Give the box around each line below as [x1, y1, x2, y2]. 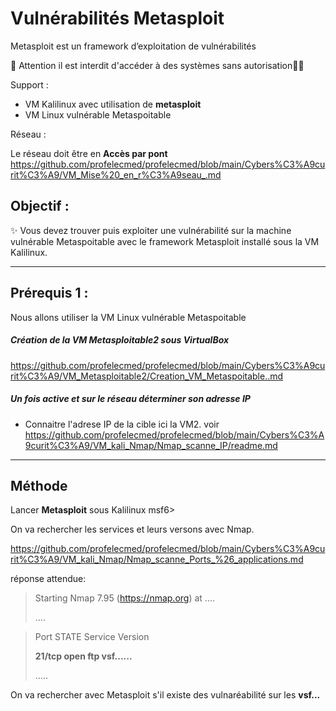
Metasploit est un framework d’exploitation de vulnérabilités [10, 40, 257, 52]
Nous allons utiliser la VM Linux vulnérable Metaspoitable [10, 311, 247, 323]
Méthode [10, 477, 68, 494]
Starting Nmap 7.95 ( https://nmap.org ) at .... [34, 592, 215, 604]
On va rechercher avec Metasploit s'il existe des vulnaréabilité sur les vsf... [10, 689, 321, 701]
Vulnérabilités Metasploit [10, 7, 225, 30]
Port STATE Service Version [34, 631, 150, 643]
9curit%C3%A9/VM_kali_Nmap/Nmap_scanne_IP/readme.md [24, 439, 278, 451]
